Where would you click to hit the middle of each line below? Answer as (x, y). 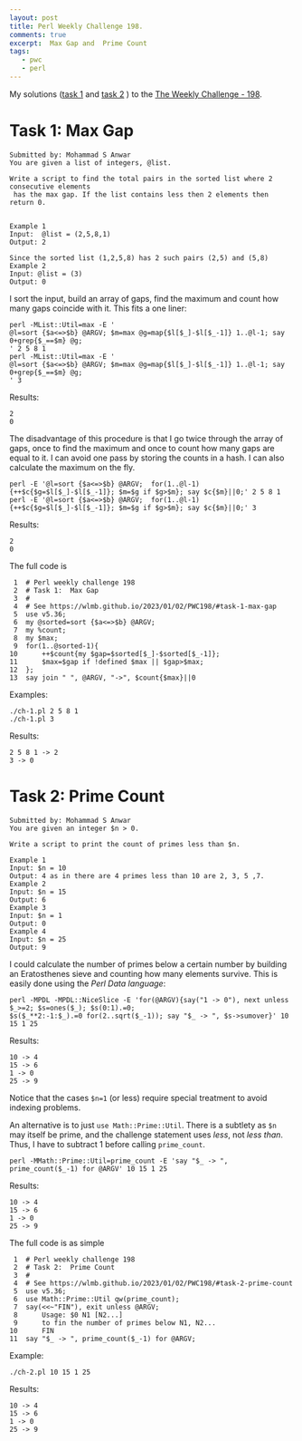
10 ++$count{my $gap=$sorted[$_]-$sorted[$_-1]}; (115, 653)
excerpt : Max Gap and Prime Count (78, 43)
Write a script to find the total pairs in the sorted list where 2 (141, 179)
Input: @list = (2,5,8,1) (60, 234)
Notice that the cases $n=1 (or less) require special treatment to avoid (138, 1098)
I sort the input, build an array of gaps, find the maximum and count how (144, 298)
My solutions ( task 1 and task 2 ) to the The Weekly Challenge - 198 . (136, 94)
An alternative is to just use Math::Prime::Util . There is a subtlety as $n (143, 1125)
